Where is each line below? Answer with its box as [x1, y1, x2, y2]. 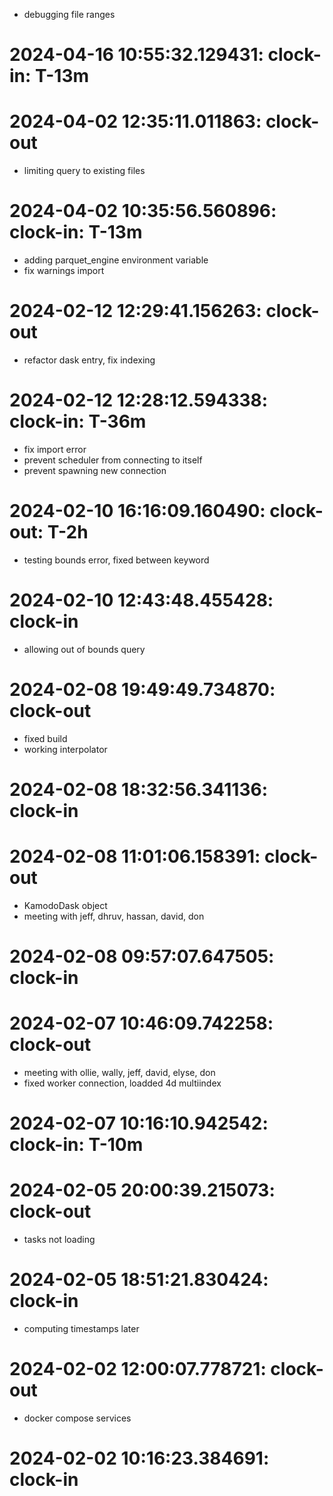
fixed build [23, 732, 68, 744]
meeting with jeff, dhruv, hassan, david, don [23, 910, 205, 922]
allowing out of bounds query [23, 643, 146, 655]
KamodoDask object [23, 899, 108, 911]
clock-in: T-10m [9, 1134, 144, 1156]
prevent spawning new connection [23, 464, 167, 476]
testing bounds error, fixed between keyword [23, 554, 210, 566]
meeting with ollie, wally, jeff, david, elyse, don [23, 1067, 216, 1078]
